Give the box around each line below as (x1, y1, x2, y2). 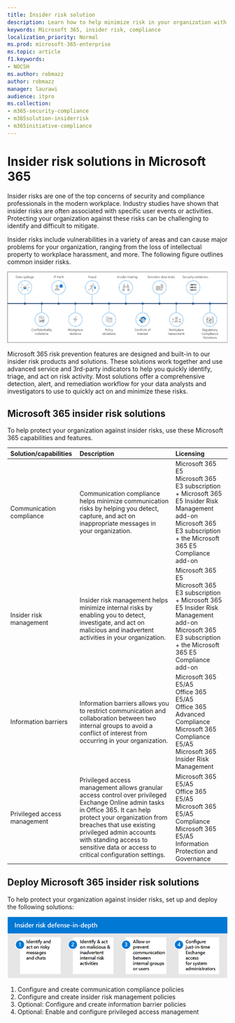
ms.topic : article (7, 48, 61, 55)
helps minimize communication (79, 496, 169, 505)
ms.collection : (7, 100, 52, 107)
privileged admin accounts (79, 829, 156, 837)
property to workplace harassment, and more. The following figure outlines (7, 250, 224, 258)
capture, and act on (79, 511, 136, 520)
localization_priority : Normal (7, 34, 99, 41)
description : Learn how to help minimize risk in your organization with (7, 18, 227, 26)
